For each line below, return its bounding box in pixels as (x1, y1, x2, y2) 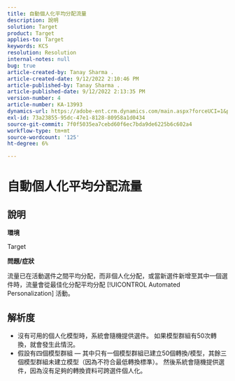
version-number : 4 (7, 95, 61, 102)
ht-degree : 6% (7, 141, 49, 148)
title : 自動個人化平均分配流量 (7, 10, 87, 17)
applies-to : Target (7, 36, 64, 43)
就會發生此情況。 (29, 340, 79, 348)
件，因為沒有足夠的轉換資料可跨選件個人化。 (17, 366, 147, 375)
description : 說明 (7, 17, 59, 24)
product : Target (7, 29, 55, 37)
